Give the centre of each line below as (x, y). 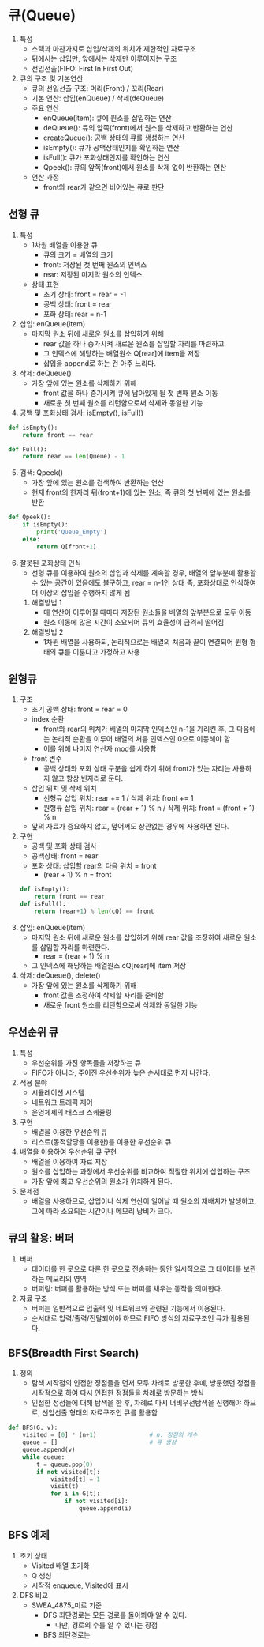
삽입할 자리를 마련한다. (75, 947)
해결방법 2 (47, 631)
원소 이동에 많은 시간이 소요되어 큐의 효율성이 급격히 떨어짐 (134, 622)
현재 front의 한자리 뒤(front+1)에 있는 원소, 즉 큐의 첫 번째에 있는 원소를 (141, 492)
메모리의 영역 (66, 1278)
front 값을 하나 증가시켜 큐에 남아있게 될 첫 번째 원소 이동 (130, 393)
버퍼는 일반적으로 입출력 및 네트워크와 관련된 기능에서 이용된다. (128, 1308)
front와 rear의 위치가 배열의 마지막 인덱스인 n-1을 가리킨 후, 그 (139, 729)
